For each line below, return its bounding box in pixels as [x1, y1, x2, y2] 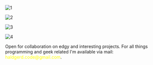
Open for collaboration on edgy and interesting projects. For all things [5, 43, 148, 49]
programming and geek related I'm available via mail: [5, 49, 114, 54]
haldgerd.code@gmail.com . [5, 54, 62, 60]
